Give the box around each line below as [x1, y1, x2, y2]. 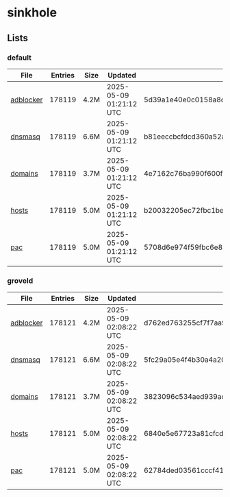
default [7, 53, 32, 62]
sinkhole [7, 5, 57, 21]
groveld [7, 276, 34, 286]
